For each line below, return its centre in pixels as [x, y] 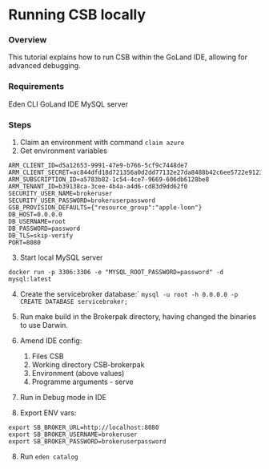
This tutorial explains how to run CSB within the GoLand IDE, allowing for [128, 57]
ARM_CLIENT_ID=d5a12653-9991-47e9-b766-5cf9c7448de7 [98, 166]
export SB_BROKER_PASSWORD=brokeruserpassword [87, 442]
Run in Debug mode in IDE [63, 398]
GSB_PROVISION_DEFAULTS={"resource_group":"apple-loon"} [105, 208]
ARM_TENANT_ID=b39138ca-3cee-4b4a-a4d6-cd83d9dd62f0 [98, 187]
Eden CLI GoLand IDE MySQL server [68, 104]
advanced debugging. [45, 66]
